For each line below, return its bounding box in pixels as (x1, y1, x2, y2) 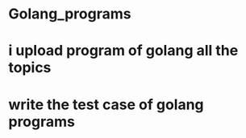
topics (8, 59, 52, 77)
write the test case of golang (8, 95, 204, 113)
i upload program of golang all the (8, 42, 239, 60)
